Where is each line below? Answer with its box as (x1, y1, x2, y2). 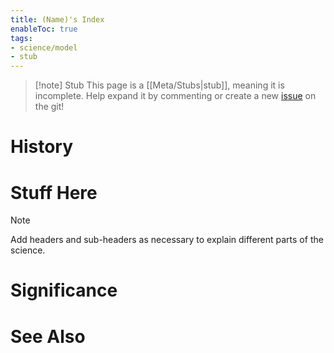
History (10, 136, 74, 158)
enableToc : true (10, 24, 78, 34)
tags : (10, 33, 33, 43)
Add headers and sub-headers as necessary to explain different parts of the (10, 234, 324, 246)
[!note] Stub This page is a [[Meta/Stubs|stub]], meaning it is (34, 79, 285, 91)
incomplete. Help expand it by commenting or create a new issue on (34, 90, 317, 102)
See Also (10, 325, 86, 348)
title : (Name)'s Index (10, 14, 105, 25)
